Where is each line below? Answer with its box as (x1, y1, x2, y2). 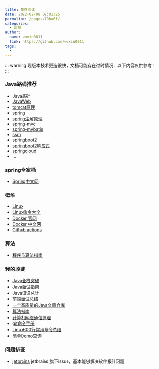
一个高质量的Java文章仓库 (12, 302, 65, 308)
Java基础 (12, 93, 31, 98)
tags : (5, 44, 16, 49)
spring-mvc (12, 121, 36, 127)
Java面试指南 (12, 284, 40, 290)
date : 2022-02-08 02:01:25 (5, 12, 60, 17)
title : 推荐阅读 (5, 7, 35, 12)
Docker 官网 (12, 215, 37, 221)
